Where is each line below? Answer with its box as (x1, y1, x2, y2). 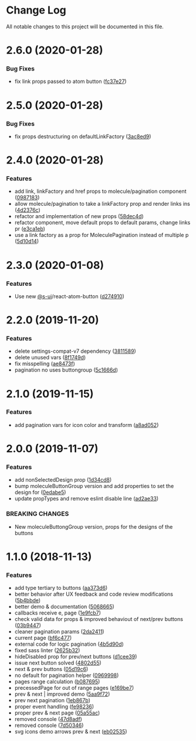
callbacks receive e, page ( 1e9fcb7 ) (14, 609, 102, 616)
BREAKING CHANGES (6, 510, 69, 518)
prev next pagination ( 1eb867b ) (14, 697, 91, 704)
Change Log (6, 4, 66, 17)
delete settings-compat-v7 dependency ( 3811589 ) (14, 348, 136, 355)
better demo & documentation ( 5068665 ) (14, 603, 114, 610)
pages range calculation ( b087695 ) (14, 678, 100, 685)
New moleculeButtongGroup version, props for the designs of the (14, 523, 173, 530)
